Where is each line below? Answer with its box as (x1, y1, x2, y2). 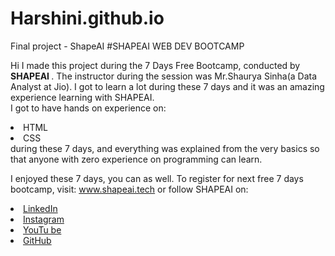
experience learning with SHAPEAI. (10, 91, 155, 103)
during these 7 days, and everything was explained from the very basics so (10, 142, 320, 154)
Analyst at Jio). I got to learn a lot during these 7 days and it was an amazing (10, 80, 325, 92)
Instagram (23, 213, 65, 225)
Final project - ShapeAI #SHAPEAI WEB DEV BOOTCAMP (10, 40, 245, 52)
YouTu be (23, 223, 62, 236)
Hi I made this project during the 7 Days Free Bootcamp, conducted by (10, 59, 301, 71)
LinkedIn (23, 202, 58, 214)
